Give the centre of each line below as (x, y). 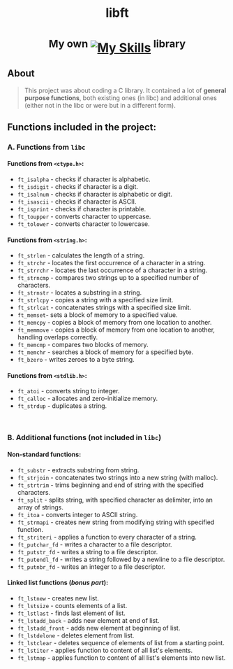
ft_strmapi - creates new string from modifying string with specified (116, 522)
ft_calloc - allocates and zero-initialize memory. (88, 399)
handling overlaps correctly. (58, 337)
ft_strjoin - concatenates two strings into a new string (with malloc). (118, 477)
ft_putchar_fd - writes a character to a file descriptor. (95, 544)
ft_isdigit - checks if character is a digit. (77, 187)
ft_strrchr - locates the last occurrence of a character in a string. (112, 270)
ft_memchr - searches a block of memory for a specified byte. (105, 352)
